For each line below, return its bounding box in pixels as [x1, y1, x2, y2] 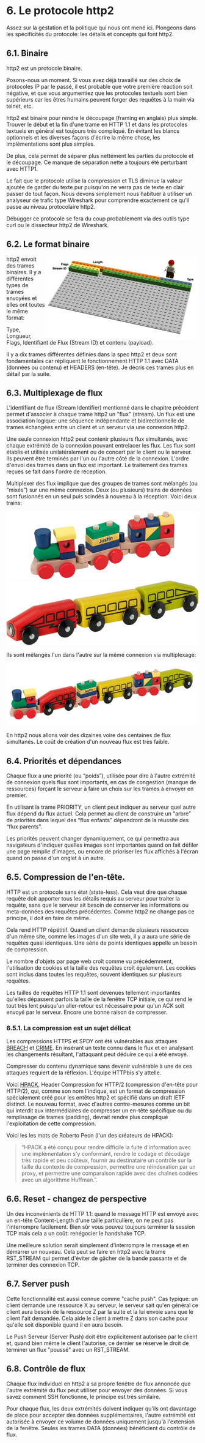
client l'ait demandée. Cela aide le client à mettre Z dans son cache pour [6, 1314, 188, 1322]
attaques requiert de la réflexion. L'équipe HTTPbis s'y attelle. [6, 1069, 162, 1076]
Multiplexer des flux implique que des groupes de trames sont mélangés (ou [6, 480, 198, 487]
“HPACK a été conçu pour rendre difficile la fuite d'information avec [21, 1144, 191, 1151]
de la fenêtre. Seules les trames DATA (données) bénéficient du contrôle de [6, 1424, 196, 1431]
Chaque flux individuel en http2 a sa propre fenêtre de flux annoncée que [6, 1380, 191, 1387]
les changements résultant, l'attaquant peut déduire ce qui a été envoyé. [6, 1051, 189, 1058]
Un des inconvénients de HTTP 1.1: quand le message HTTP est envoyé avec [6, 1210, 199, 1217]
